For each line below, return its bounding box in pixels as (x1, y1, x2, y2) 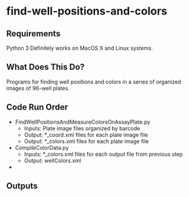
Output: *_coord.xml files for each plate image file (24, 131, 148, 138)
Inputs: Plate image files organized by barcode (24, 124, 141, 132)
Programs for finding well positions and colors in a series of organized (6, 78, 182, 85)
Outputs (6, 181, 38, 192)
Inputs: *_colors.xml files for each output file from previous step (24, 150, 183, 158)
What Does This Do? (6, 62, 85, 72)
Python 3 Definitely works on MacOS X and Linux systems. (6, 44, 153, 52)
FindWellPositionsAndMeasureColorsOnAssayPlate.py (15, 118, 150, 125)
